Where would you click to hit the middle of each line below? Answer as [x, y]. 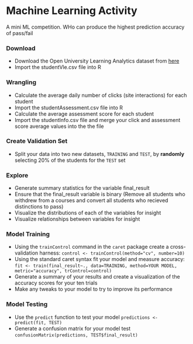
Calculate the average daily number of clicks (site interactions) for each [101, 95]
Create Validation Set [37, 141]
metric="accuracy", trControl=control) [63, 271]
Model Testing [27, 304]
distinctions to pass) [39, 207]
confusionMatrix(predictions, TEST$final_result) [76, 335]
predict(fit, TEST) [38, 322]
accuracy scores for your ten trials [56, 283]
